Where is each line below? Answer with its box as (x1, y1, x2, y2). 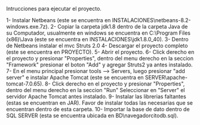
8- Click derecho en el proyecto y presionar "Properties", (44, 80, 185, 87)
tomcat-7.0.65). (6, 80, 44, 87)
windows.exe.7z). (6, 23, 50, 30)
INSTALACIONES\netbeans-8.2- (112, 17, 191, 23)
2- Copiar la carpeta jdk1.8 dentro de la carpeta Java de (50, 23, 188, 30)
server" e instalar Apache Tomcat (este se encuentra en (6, 74, 144, 81)
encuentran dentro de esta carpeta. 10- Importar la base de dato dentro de (6, 106, 190, 112)
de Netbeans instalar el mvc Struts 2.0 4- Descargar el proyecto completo (6, 42, 188, 49)
